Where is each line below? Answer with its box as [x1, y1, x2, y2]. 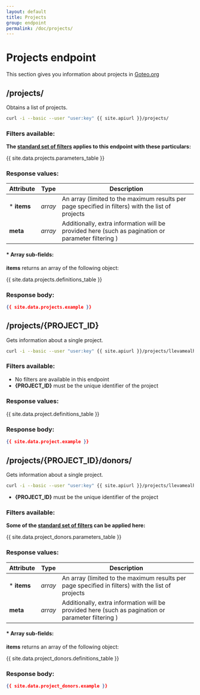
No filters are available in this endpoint [14, 376, 110, 383]
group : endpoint [6, 20, 46, 26]
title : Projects [6, 14, 46, 20]
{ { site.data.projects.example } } [6, 304, 92, 310]
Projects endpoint [6, 51, 96, 64]
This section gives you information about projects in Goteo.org [6, 71, 160, 78]
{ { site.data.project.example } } [6, 439, 89, 445]
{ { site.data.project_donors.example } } [6, 683, 108, 689]
